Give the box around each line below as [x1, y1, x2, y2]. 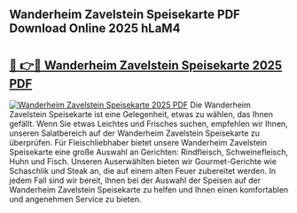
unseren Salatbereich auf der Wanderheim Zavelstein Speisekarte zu [9, 128, 260, 138]
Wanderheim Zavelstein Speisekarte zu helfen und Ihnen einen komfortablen [9, 185, 289, 194]
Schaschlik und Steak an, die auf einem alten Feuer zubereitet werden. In [9, 166, 277, 176]
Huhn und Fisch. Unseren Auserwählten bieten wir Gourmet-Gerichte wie [9, 156, 277, 167]
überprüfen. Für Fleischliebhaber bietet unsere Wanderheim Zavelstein [9, 138, 268, 147]
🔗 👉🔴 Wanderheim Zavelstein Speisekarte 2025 [9, 58, 283, 73]
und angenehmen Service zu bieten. [9, 194, 142, 204]
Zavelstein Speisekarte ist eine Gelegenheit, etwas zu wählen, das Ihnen [9, 109, 273, 119]
